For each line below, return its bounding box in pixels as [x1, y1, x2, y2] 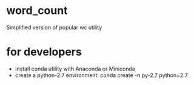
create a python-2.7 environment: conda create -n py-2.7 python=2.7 [15, 71, 188, 79]
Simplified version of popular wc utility [6, 24, 102, 31]
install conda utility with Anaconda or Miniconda [15, 65, 135, 72]
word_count [6, 4, 68, 18]
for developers [6, 45, 82, 59]
